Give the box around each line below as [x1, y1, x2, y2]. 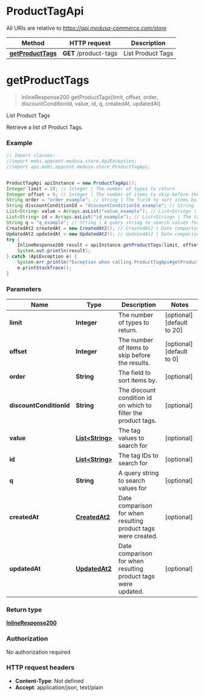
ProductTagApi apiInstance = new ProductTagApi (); [6, 180, 137, 186]
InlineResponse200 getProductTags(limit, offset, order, [21, 93, 158, 101]
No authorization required [6, 648, 71, 656]
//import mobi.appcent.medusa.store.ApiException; [6, 158, 137, 165]
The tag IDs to [118, 451, 159, 459]
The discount [118, 386, 156, 394]
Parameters [6, 284, 41, 293]
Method [21, 38, 45, 47]
